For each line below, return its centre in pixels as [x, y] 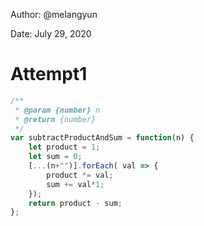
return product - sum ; [75, 203]
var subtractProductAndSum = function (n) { [102, 138]
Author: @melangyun [54, 14]
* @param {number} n [57, 110]
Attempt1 [49, 74]
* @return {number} [55, 119]
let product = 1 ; [64, 147]
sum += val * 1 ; [75, 184]
